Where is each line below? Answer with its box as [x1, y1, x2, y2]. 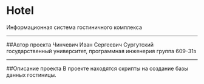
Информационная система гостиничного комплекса [6, 24, 143, 31]
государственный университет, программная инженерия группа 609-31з [6, 47, 197, 54]
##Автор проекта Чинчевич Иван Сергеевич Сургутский [6, 40, 154, 48]
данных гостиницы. [6, 71, 56, 79]
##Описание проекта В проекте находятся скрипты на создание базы [6, 65, 188, 72]
